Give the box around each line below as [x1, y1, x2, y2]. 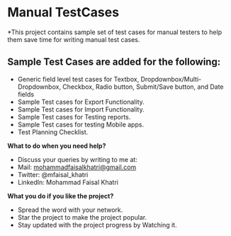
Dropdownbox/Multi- [140, 75, 202, 83]
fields [17, 90, 34, 98]
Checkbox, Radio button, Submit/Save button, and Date [62, 82, 225, 91]
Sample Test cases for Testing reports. [17, 112, 131, 121]
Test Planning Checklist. [17, 127, 89, 136]
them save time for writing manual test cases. [7, 35, 140, 43]
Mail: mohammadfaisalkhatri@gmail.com [17, 163, 137, 171]
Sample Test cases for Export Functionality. [17, 97, 145, 106]
